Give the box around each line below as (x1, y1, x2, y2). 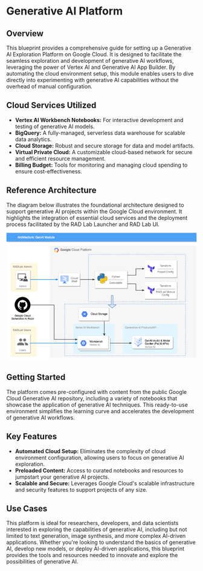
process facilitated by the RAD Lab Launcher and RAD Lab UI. (6, 221, 160, 228)
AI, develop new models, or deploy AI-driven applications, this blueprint (6, 545, 185, 552)
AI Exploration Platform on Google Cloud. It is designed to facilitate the (6, 51, 182, 58)
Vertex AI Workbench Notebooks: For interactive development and (14, 116, 184, 123)
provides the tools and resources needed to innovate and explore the (6, 552, 178, 559)
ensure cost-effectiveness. (14, 167, 83, 175)
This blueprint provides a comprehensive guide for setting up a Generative (6, 44, 192, 51)
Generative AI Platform (6, 4, 123, 18)
